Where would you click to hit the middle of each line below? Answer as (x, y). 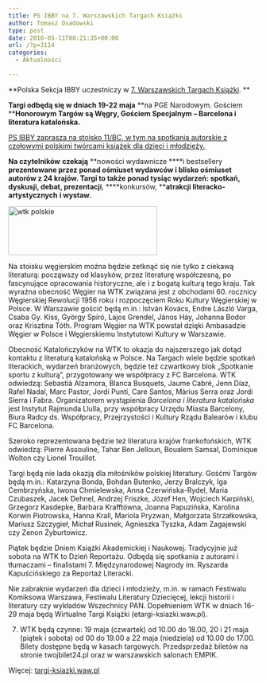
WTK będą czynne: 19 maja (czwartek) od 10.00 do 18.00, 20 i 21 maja (134, 629)
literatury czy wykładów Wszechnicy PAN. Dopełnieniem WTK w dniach (125, 605)
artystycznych (33, 195)
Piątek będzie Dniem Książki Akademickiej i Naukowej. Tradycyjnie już (123, 548)
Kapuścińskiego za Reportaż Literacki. (71, 573)
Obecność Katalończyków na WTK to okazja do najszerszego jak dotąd (125, 349)
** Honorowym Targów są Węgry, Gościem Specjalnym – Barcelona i (122, 113)
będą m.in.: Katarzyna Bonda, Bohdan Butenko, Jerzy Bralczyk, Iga (118, 482)
